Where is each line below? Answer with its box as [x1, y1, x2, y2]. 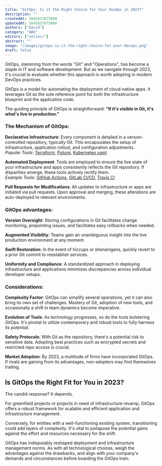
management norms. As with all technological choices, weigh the [5, 445, 135, 451]
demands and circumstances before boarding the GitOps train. [5, 455, 130, 462]
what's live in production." [5, 111, 59, 117]
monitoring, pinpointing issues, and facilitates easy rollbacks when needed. [5, 223, 155, 228]
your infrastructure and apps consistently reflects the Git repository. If [5, 164, 144, 170]
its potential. [5, 325, 30, 330]
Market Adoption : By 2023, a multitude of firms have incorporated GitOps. [5, 354, 154, 360]
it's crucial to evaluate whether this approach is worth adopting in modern [5, 71, 152, 77]
